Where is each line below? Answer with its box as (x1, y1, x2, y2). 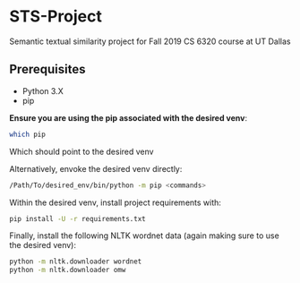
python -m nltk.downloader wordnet (9, 257, 142, 266)
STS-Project (9, 6, 103, 27)
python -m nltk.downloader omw (9, 266, 126, 275)
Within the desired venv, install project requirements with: (9, 197, 222, 208)
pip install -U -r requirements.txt (9, 214, 146, 223)
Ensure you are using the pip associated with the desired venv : (9, 112, 248, 123)
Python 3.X (21, 85, 64, 96)
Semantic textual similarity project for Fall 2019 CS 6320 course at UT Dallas (9, 36, 291, 47)
